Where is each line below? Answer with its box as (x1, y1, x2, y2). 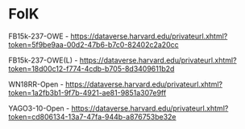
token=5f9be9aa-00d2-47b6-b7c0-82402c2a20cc (8, 39, 179, 49)
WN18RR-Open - (8, 79, 64, 89)
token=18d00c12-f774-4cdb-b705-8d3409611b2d (8, 63, 175, 73)
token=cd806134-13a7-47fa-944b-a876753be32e (8, 111, 176, 121)
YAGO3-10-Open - (8, 103, 70, 113)
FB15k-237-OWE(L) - (8, 55, 78, 65)
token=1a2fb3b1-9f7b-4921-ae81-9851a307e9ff (8, 87, 167, 97)
